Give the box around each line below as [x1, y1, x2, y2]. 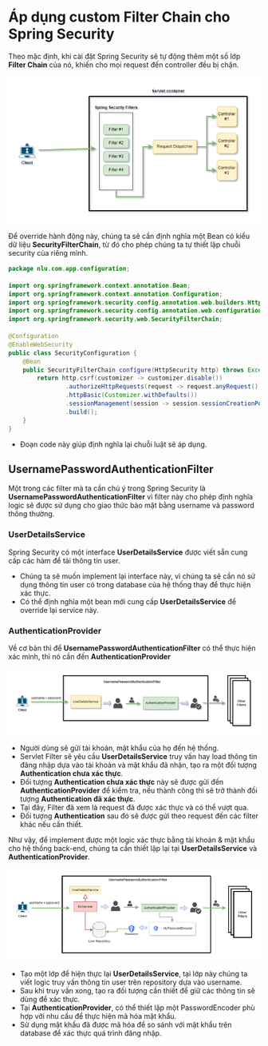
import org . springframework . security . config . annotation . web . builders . [8, 298, 248, 307]
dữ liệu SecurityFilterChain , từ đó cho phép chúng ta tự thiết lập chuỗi [8, 240, 241, 249]
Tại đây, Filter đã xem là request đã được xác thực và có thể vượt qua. [19, 802, 249, 812]
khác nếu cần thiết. [19, 819, 84, 829]
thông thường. [8, 509, 55, 519]
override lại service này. [19, 605, 99, 614]
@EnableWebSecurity [8, 340, 73, 348]
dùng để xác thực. [19, 995, 81, 1004]
